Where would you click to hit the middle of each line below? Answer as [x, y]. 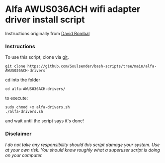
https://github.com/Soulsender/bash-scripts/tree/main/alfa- [92, 66]
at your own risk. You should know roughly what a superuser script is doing [83, 150]
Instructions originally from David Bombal [47, 33]
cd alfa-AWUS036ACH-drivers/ [35, 89]
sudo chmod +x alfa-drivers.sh [38, 107]
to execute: [17, 98]
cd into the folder [23, 80]
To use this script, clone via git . [37, 57]
